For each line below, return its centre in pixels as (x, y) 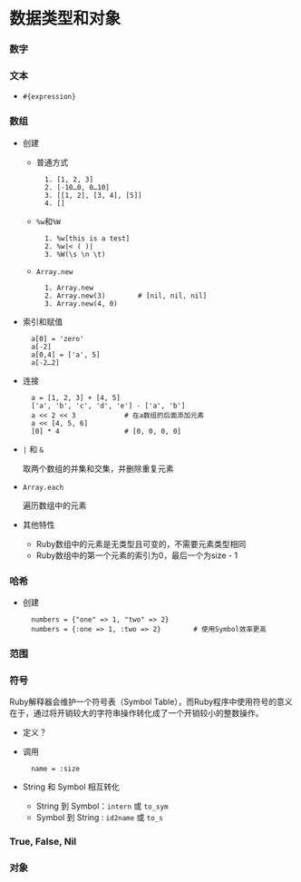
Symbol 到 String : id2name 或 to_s (99, 818)
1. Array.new (68, 288)
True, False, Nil (43, 842)
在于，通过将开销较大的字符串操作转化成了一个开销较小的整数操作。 (136, 713)
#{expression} (49, 97)
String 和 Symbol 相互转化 (71, 787)
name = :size (56, 769)
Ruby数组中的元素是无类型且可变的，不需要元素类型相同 (141, 544)
